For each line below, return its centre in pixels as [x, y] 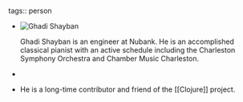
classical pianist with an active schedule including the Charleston [128, 50]
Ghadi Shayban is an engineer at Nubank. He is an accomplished [127, 41]
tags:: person [30, 11]
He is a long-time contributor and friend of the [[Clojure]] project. [128, 89]
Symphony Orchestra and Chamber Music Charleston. [109, 59]
